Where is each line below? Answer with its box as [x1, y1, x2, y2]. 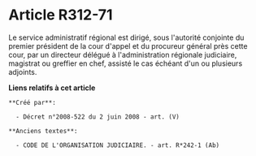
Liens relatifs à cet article [8, 83, 96, 93]
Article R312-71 [8, 6, 113, 24]
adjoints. [8, 67, 37, 76]
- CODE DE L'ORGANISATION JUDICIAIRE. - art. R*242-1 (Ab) [15, 141, 220, 149]
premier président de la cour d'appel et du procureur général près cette [8, 41, 248, 50]
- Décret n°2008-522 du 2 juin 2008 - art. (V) [15, 112, 180, 121]
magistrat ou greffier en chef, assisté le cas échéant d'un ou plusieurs [8, 58, 243, 68]
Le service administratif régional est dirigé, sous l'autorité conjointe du [8, 32, 245, 42]
